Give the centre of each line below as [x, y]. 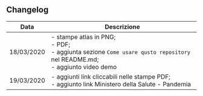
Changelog [27, 10]
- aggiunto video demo [84, 67]
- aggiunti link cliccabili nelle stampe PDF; [111, 76]
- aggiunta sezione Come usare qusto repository [121, 52]
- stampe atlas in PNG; [83, 37]
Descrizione [122, 26]
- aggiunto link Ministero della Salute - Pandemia [121, 84]
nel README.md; [75, 59]
